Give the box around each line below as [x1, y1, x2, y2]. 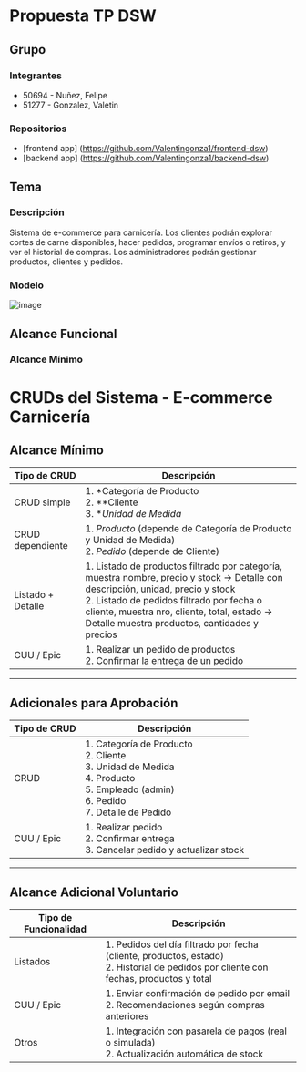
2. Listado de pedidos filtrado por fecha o [85, 594, 262, 607]
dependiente [14, 540, 68, 552]
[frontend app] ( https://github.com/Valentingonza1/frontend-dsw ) [22, 143, 269, 154]
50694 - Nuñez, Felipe [22, 89, 107, 100]
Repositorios [9, 122, 67, 135]
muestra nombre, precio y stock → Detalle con [85, 572, 284, 584]
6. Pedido [85, 795, 127, 808]
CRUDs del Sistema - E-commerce [9, 387, 273, 407]
